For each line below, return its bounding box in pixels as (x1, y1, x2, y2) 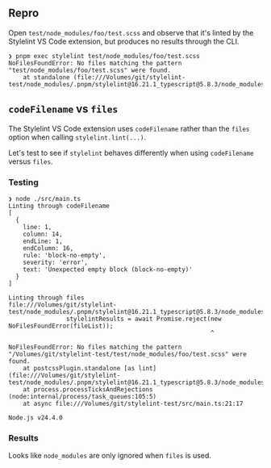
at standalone (23, 73, 70, 81)
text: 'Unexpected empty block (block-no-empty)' (23, 265, 194, 274)
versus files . (8, 157, 53, 166)
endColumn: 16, (23, 244, 74, 253)
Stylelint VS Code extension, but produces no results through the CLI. (8, 36, 240, 46)
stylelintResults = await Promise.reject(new (65, 315, 222, 323)
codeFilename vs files (8, 102, 119, 116)
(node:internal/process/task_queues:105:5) (8, 392, 157, 400)
